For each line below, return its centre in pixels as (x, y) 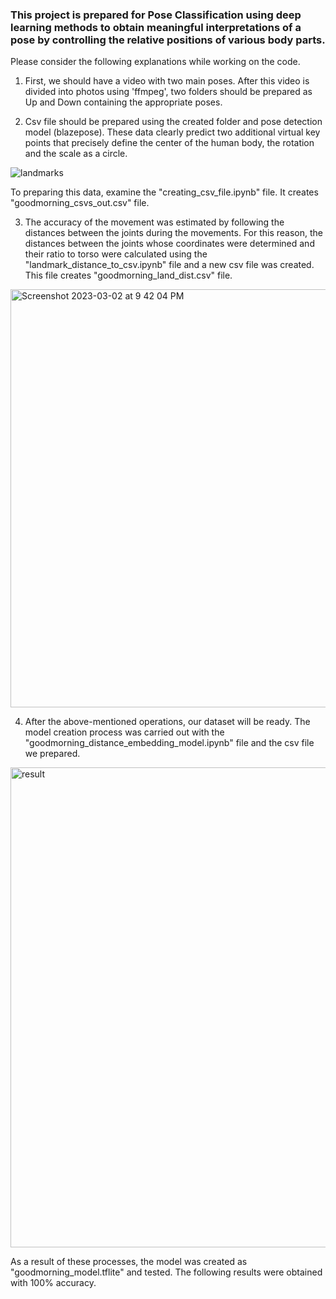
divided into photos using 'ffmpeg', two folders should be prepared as (168, 92)
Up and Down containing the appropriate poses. (123, 102)
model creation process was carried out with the (124, 732)
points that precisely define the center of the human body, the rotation (169, 143)
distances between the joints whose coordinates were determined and (169, 244)
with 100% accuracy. (53, 1283)
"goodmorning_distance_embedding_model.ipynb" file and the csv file (169, 743)
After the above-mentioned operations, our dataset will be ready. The (167, 722)
